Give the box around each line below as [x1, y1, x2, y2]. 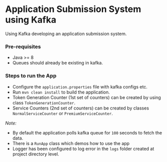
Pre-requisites [5, 43, 41, 50]
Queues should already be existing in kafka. [12, 60, 103, 66]
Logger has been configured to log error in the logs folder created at [12, 145, 154, 151]
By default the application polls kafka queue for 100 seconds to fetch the [12, 129, 162, 135]
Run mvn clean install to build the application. [12, 89, 110, 95]
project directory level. [12, 151, 59, 157]
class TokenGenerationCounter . [12, 99, 76, 105]
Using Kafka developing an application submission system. [5, 30, 127, 36]
